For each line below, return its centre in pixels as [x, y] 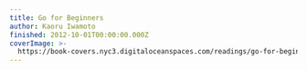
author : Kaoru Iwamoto [53, 26]
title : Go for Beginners [57, 18]
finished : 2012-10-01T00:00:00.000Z [79, 35]
